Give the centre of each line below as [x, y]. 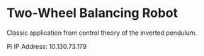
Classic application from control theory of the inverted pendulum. [102, 33]
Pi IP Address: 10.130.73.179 [47, 46]
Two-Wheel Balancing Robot [92, 13]
